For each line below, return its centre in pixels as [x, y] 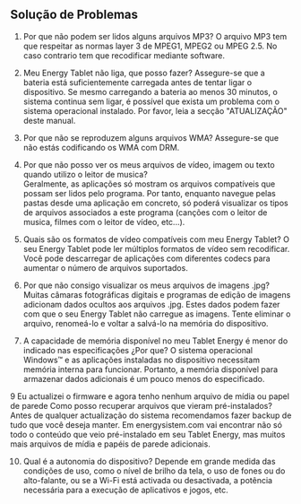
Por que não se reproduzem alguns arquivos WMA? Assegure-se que [151, 137]
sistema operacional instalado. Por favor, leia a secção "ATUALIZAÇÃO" [155, 110]
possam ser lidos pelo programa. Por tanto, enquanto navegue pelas [149, 193]
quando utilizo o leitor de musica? [86, 174]
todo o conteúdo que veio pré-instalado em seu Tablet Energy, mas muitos [148, 434]
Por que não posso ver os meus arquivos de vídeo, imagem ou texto [149, 164]
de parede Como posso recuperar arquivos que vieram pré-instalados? [141, 405]
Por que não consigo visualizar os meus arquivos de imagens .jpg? [146, 285]
